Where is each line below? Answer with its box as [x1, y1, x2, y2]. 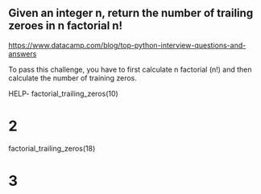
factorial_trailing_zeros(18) [8, 143, 96, 153]
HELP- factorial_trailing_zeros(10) [8, 89, 118, 98]
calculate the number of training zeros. [8, 72, 137, 83]
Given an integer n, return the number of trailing [8, 6, 254, 20]
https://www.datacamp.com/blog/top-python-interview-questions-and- [8, 40, 246, 50]
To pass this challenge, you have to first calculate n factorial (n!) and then [8, 64, 252, 74]
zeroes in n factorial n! [8, 19, 123, 33]
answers [8, 48, 37, 59]
